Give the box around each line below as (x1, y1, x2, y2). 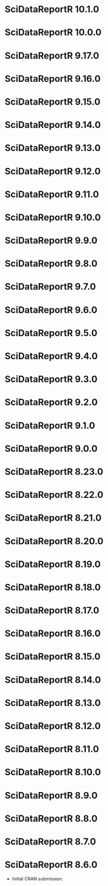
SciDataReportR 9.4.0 (5, 350, 98, 362)
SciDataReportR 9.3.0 (5, 374, 98, 385)
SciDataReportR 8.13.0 (5, 697, 101, 709)
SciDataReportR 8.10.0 (5, 767, 101, 778)
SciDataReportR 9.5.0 (5, 327, 98, 339)
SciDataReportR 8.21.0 (5, 512, 102, 524)
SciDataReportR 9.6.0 (5, 304, 98, 315)
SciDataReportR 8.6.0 (5, 859, 98, 870)
